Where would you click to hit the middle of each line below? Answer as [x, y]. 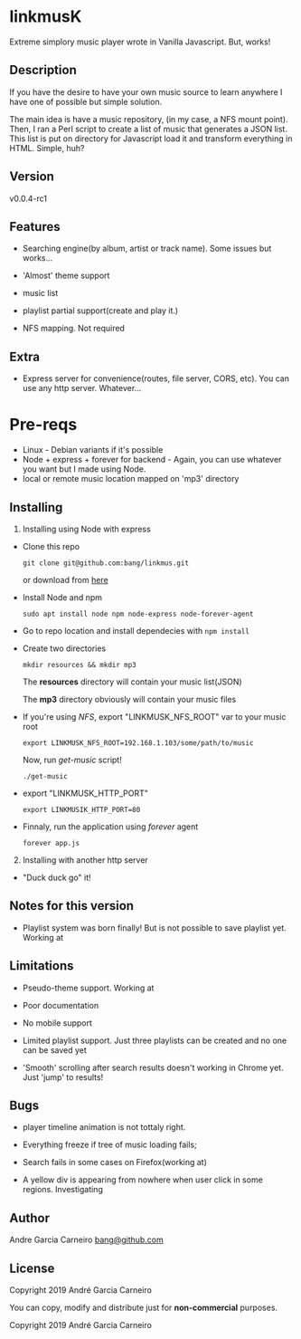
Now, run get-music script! [72, 760]
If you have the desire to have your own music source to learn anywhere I [146, 91]
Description [43, 70]
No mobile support [57, 1023]
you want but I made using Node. [84, 469]
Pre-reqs [43, 425]
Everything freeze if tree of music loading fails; [109, 1145]
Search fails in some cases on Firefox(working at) [115, 1162]
